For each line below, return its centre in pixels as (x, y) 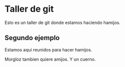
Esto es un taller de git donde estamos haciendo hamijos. (63, 22)
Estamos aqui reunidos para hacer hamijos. (48, 49)
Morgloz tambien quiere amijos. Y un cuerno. (50, 59)
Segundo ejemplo (32, 38)
